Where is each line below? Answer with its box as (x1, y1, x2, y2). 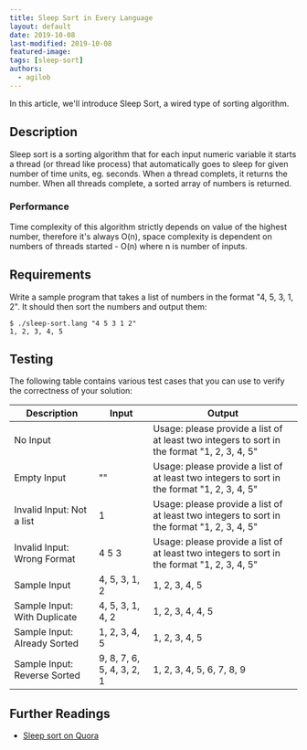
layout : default (9, 22, 71, 31)
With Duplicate (14, 611, 78, 624)
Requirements (9, 267, 91, 283)
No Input (14, 434, 52, 447)
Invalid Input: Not (14, 503, 87, 516)
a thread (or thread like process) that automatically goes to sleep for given (9, 158, 289, 169)
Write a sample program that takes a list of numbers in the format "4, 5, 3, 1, (9, 291, 294, 302)
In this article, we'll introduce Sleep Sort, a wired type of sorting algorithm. (9, 98, 290, 109)
